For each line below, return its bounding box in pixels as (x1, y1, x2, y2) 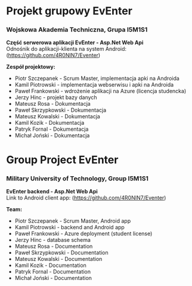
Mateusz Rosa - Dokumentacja (14, 100, 91, 107)
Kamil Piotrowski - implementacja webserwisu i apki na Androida (14, 81, 174, 88)
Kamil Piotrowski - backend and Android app (14, 223, 125, 230)
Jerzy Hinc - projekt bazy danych (14, 94, 97, 101)
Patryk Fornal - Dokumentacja (14, 125, 89, 133)
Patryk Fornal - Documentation (14, 267, 91, 275)
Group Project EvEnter (6, 153, 119, 167)
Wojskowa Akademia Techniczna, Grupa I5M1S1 (6, 26, 148, 34)
